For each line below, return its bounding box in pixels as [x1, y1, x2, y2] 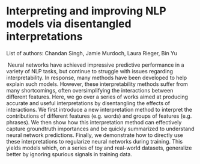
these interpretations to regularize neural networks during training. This [6, 138, 183, 145]
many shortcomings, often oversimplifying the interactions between [6, 87, 174, 94]
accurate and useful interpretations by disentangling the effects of [6, 99, 170, 106]
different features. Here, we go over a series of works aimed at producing [6, 93, 188, 100]
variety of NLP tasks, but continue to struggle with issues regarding [6, 67, 173, 74]
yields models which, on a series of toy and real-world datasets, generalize [6, 144, 192, 151]
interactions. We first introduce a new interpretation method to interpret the [6, 106, 192, 113]
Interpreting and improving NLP [6, 4, 166, 18]
